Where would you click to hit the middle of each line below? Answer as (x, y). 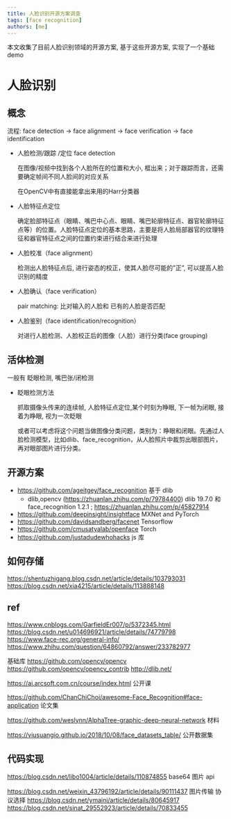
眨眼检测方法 (35, 393)
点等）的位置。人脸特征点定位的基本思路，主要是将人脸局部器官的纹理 (118, 229)
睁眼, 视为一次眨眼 (55, 416)
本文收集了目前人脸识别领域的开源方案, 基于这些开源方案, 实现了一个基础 (111, 47)
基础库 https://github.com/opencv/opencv (67, 660)
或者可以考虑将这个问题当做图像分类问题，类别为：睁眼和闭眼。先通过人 (120, 431)
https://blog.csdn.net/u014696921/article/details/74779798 (92, 632)
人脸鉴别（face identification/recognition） (78, 321)
